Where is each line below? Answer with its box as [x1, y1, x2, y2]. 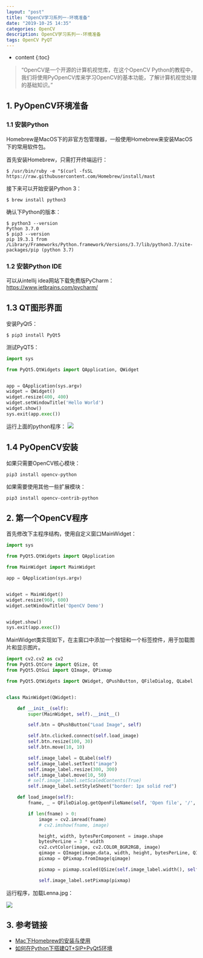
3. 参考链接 [6, 920, 48, 931]
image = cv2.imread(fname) [38, 816, 107, 822]
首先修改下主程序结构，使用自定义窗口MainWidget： [6, 530, 137, 537]
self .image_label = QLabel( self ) [28, 755, 112, 761]
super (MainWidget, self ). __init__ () [28, 711, 120, 717]
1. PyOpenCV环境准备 [6, 101, 89, 111]
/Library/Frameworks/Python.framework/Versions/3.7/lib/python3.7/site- [6, 241, 193, 247]
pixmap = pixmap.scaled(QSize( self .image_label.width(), [38, 866, 185, 873]
